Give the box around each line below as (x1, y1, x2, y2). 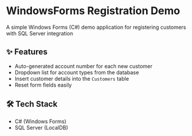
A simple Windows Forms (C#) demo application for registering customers (6, 24, 187, 31)
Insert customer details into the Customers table (14, 75, 130, 82)
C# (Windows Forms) (14, 118, 67, 125)
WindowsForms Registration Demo (6, 4, 181, 18)
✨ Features (6, 47, 48, 57)
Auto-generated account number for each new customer (14, 62, 153, 69)
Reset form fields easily (14, 81, 72, 88)
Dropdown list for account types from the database (14, 69, 140, 76)
